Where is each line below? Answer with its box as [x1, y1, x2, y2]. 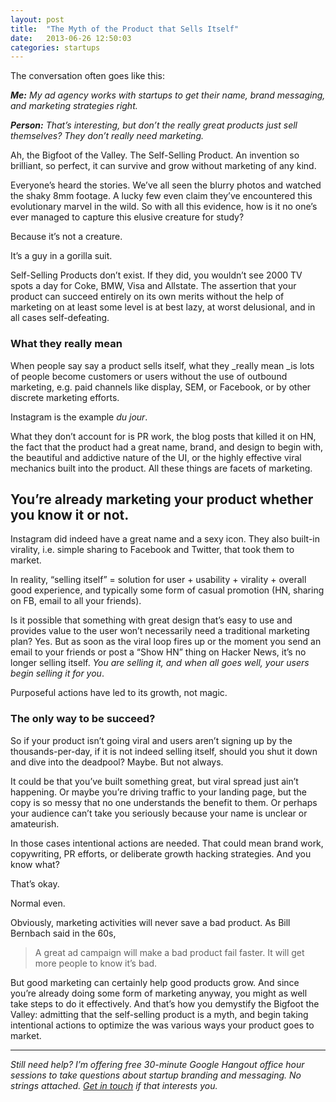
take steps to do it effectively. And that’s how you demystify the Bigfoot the [10, 997, 320, 1010]
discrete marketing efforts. [10, 391, 120, 403]
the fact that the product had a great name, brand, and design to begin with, [10, 441, 324, 453]
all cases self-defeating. [10, 312, 110, 324]
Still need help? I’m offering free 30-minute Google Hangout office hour [10, 1058, 305, 1070]
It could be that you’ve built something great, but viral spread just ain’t [10, 775, 299, 787]
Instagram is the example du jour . [10, 411, 148, 423]
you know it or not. [10, 506, 130, 523]
